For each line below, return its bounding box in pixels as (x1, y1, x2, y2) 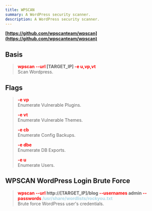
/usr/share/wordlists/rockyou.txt (42, 195, 113, 201)
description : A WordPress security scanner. (5, 17, 100, 22)
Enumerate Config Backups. (17, 132, 76, 138)
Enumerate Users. (17, 162, 55, 168)
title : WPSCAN (5, 7, 35, 13)
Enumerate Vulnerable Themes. (17, 117, 83, 123)
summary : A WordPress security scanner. (5, 12, 91, 17)
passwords (17, 195, 42, 201)
